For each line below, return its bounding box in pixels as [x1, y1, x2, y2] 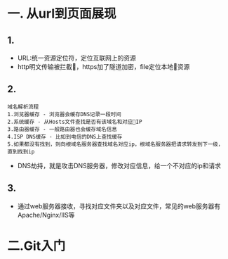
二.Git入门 [7, 238, 66, 253]
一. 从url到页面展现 [7, 6, 116, 22]
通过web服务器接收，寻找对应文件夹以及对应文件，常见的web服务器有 [17, 201, 221, 210]
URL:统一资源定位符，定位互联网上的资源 [17, 53, 137, 62]
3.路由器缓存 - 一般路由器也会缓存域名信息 [7, 125, 117, 133]
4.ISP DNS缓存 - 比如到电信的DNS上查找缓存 [7, 133, 123, 140]
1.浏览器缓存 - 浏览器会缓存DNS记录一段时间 [7, 110, 121, 118]
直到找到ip [7, 148, 35, 155]
